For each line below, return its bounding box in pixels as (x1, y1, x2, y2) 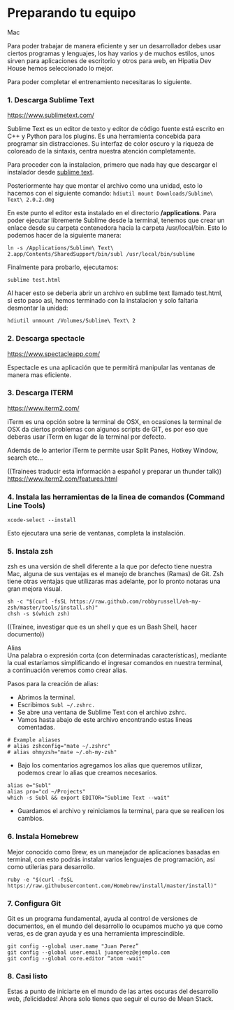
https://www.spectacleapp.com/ (7, 349, 100, 358)
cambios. (17, 814, 44, 823)
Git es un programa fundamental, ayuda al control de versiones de (7, 915, 198, 923)
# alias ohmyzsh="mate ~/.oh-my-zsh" (7, 749, 117, 756)
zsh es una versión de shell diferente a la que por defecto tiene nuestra (7, 562, 212, 571)
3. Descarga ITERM (7, 388, 73, 397)
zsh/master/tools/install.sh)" (7, 604, 98, 611)
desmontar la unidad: (7, 303, 68, 313)
